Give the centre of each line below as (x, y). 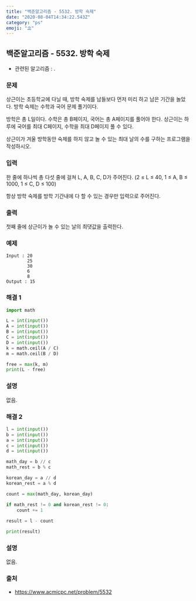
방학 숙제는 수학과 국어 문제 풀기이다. (56, 107)
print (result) (23, 532)
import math (21, 310)
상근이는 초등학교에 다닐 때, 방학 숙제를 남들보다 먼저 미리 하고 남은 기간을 (90, 99)
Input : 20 (19, 256)
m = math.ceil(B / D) (33, 354)
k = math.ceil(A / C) (33, 348)
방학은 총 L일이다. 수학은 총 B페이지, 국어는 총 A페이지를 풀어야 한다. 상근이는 (94, 119)
